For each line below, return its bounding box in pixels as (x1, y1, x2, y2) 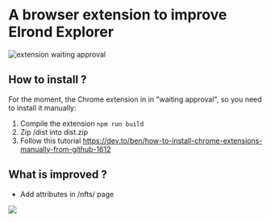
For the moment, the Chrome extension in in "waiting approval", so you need (8, 94, 262, 104)
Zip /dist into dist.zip (19, 127, 89, 136)
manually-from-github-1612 (19, 144, 111, 154)
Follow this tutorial (19, 136, 81, 145)
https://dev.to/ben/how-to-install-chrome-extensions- (82, 136, 263, 145)
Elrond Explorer (8, 23, 115, 41)
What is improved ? (8, 168, 107, 182)
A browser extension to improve (8, 6, 227, 24)
